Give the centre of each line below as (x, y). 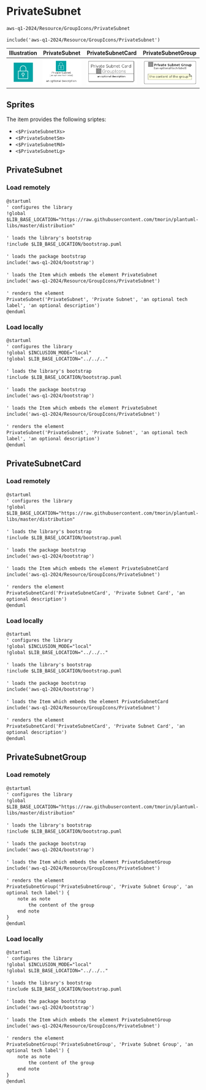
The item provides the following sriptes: (56, 119)
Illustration (23, 53)
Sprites (21, 105)
